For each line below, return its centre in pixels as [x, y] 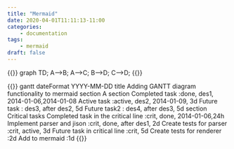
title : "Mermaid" [33, 14]
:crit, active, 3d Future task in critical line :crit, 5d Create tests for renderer [115, 131]
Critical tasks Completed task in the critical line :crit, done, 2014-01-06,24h [116, 115]
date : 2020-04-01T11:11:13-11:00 [56, 20]
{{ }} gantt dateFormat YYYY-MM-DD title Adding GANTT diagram [102, 86]
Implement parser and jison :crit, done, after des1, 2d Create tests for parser [117, 123]
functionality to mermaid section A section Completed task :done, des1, [111, 93]
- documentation [44, 33]
